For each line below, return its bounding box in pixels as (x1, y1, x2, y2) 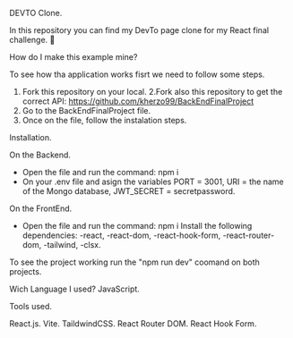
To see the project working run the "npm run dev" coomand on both (9, 257, 260, 267)
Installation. (9, 132, 52, 142)
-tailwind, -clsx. (43, 240, 101, 249)
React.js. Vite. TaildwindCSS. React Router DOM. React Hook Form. (9, 318, 257, 329)
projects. (9, 266, 42, 276)
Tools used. (9, 301, 52, 311)
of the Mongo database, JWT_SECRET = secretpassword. (22, 186, 236, 196)
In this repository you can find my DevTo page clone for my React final (9, 25, 270, 35)
